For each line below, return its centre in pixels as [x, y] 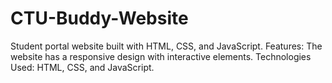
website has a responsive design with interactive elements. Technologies [161, 56]
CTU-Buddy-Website [99, 18]
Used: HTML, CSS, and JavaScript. [82, 67]
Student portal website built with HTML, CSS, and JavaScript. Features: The [166, 46]
